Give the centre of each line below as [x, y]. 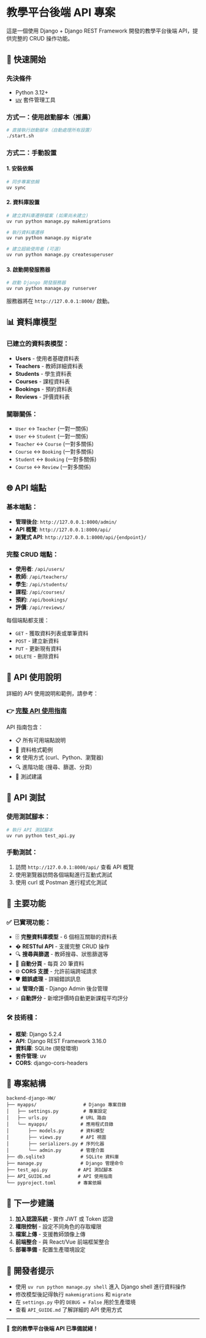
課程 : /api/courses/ [40, 592]
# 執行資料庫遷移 [25, 232]
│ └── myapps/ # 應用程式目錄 [60, 1124]
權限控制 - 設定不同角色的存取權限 [59, 1226]
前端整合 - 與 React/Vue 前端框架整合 [62, 1242]
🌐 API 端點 [26, 488]
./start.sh [20, 136]
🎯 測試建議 [29, 777]
